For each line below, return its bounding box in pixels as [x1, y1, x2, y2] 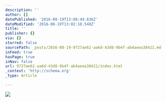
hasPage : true [5, 54, 35, 60]
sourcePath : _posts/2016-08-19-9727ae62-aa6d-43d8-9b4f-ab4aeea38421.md [5, 45, 161, 50]
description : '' [5, 7, 39, 13]
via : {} [5, 36, 22, 41]
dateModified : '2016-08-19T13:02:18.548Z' [5, 21, 96, 27]
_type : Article [5, 73, 37, 78]
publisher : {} [5, 31, 35, 36]
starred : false [5, 40, 37, 45]
